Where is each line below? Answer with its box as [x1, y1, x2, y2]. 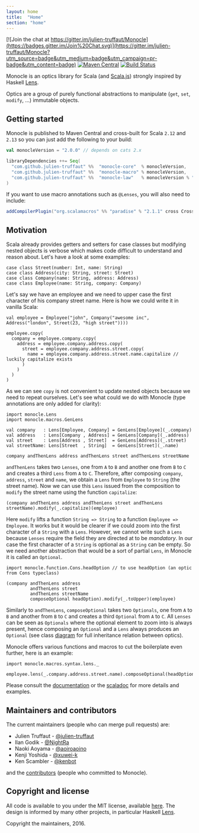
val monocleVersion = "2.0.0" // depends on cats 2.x [6, 148, 142, 154]
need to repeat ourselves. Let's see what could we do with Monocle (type [6, 394, 186, 401]
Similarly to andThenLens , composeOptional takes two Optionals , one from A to [6, 607, 192, 614]
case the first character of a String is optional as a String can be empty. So [6, 541, 191, 548]
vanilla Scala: [6, 304, 38, 311]
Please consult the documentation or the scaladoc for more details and [6, 682, 179, 689]
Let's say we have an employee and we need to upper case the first [6, 291, 172, 298]
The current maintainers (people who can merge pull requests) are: [6, 721, 170, 728]
